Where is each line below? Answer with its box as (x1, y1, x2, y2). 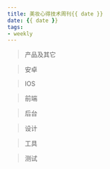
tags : (7, 23, 23, 30)
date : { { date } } (7, 17, 59, 24)
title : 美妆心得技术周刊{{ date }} (7, 10, 104, 18)
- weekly (7, 30, 33, 37)
